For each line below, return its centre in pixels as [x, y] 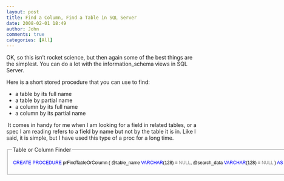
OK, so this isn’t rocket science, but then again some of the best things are [100, 57]
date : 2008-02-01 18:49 [36, 23]
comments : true [25, 35]
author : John [23, 29]
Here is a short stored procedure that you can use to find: [78, 82]
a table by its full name [43, 94]
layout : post [23, 12]
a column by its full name [46, 107]
